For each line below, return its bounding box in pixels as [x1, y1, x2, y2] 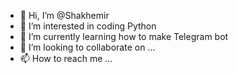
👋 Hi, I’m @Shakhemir [19, 10, 110, 21]
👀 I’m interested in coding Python [19, 20, 157, 32]
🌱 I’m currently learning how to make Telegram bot [19, 31, 229, 42]
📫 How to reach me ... [19, 53, 113, 64]
